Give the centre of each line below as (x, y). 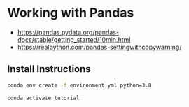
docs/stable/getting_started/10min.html (74, 39)
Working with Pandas (71, 13)
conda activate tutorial (43, 98)
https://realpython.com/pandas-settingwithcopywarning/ (99, 47)
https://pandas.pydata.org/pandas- (68, 32)
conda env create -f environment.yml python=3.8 (79, 85)
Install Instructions (49, 69)
